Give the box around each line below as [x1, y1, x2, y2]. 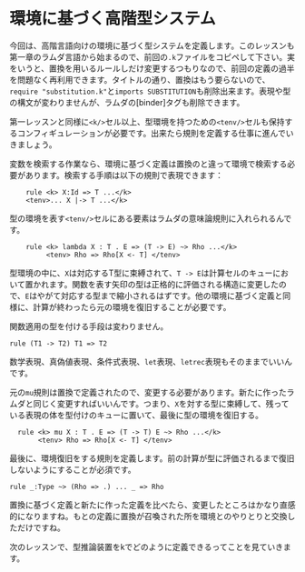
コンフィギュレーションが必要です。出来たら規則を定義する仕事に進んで [16, 127, 286, 138]
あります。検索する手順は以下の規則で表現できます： [25, 169, 224, 180]
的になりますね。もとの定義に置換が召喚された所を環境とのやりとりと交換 [9, 510, 288, 521]
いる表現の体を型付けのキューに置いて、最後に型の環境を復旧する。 [9, 409, 263, 420]
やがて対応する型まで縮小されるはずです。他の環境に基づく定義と [36, 290, 283, 301]
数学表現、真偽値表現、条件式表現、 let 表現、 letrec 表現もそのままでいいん [9, 356, 293, 366]
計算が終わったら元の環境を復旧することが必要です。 [33, 301, 231, 312]
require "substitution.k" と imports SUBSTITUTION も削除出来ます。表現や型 [9, 85, 291, 96]
